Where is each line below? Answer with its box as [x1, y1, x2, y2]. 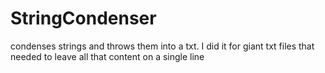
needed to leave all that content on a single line [10, 50, 205, 62]
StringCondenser [10, 7, 157, 30]
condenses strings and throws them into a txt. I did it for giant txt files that [10, 40, 315, 52]
